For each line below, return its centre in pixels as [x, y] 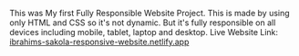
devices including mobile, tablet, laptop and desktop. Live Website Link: [144, 32]
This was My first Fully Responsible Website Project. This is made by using [149, 13]
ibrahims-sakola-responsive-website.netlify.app [99, 42]
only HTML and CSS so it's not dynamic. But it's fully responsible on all [143, 23]
